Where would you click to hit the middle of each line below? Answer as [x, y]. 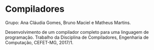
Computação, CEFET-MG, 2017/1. [39, 42]
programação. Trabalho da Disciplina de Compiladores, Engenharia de [77, 37]
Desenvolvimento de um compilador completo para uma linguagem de [77, 32]
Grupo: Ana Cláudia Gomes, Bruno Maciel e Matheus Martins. [68, 23]
